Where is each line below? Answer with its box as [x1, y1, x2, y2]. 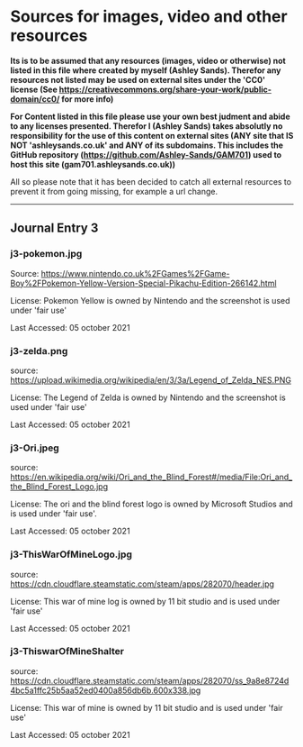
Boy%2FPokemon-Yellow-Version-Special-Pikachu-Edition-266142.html [10, 278, 277, 288]
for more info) [60, 93, 114, 105]
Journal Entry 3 [10, 221, 99, 236]
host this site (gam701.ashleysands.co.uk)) [10, 159, 176, 169]
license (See [10, 84, 58, 95]
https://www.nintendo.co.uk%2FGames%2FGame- [40, 268, 230, 278]
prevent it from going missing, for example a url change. [10, 186, 218, 196]
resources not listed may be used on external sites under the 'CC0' [10, 74, 266, 85]
